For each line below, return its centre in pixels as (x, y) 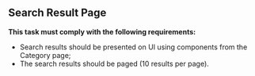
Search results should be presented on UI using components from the (133, 47)
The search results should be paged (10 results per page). (114, 63)
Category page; (45, 55)
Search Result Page (57, 13)
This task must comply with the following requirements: (102, 31)
